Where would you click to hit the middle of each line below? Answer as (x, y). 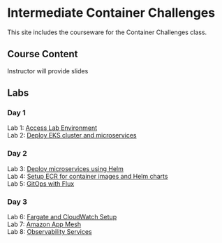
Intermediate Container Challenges (111, 13)
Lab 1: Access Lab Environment (52, 128)
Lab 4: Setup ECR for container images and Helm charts (88, 176)
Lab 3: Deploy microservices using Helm (66, 168)
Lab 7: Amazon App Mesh (44, 224)
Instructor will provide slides (48, 71)
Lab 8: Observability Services (50, 232)
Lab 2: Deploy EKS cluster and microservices (72, 135)
